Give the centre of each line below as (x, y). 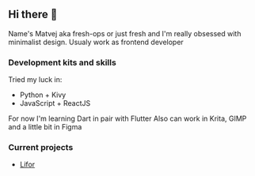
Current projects (41, 148)
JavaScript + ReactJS (55, 103)
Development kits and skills (62, 62)
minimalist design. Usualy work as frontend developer (96, 42)
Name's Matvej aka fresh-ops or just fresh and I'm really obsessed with (125, 33)
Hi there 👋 (33, 15)
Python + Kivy (43, 95)
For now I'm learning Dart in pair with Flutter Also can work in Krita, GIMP (127, 118)
